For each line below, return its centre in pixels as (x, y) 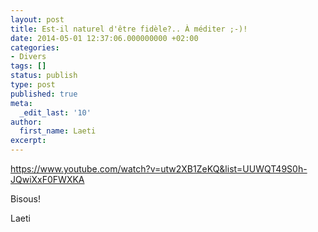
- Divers (28, 57)
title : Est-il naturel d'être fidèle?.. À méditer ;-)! (129, 29)
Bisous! (26, 199)
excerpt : (28, 141)
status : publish (44, 76)
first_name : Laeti (58, 131)
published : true (44, 94)
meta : (21, 103)
